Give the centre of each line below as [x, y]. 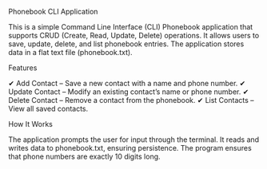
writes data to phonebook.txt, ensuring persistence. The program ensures [130, 148]
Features [23, 68]
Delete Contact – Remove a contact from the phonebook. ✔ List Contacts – [131, 100]
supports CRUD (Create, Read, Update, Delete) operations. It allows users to [134, 35]
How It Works [31, 124]
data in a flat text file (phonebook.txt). [71, 52]
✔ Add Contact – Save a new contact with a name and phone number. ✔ [127, 83]
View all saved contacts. [48, 108]
